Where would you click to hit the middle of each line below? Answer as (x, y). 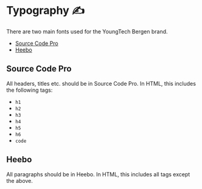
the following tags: (30, 90)
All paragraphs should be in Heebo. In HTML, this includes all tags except (98, 174)
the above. (20, 180)
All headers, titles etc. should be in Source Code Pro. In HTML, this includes (101, 83)
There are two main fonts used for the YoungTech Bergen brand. (87, 31)
